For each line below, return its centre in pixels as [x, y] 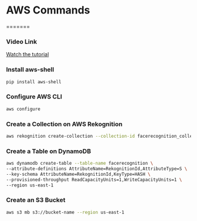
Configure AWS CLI [34, 97]
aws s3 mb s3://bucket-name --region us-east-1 [65, 212]
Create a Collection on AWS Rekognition [64, 124]
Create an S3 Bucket [36, 200]
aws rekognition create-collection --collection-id [70, 136]
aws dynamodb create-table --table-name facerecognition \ [80, 164]
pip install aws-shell [34, 82]
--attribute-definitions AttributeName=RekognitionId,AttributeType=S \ [97, 169]
